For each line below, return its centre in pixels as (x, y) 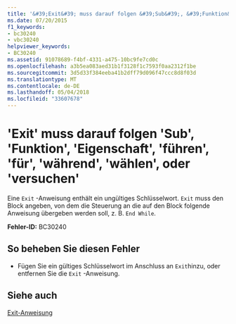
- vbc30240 (23, 40)
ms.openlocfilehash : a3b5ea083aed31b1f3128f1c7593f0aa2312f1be (102, 66)
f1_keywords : (26, 27)
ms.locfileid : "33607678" (45, 99)
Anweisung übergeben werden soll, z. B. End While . (82, 213)
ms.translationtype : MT (42, 79)
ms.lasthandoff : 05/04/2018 (48, 92)
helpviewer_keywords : (39, 46)
